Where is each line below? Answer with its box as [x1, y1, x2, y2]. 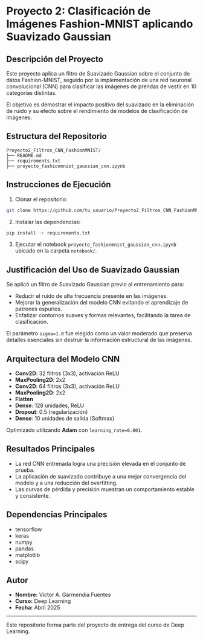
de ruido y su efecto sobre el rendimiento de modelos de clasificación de [6, 108, 188, 114]
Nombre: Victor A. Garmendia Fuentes [14, 591, 111, 599]
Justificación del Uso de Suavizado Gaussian [6, 265, 180, 275]
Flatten [14, 396, 33, 402]
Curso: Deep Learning [14, 598, 71, 605]
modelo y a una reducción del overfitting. [14, 479, 118, 486]
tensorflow [14, 526, 42, 533]
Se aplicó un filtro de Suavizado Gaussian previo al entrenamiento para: [6, 281, 184, 288]
